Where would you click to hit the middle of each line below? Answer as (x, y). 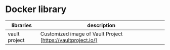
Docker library (36, 9)
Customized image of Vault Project (81, 34)
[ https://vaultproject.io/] (69, 40)
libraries (22, 25)
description (101, 25)
